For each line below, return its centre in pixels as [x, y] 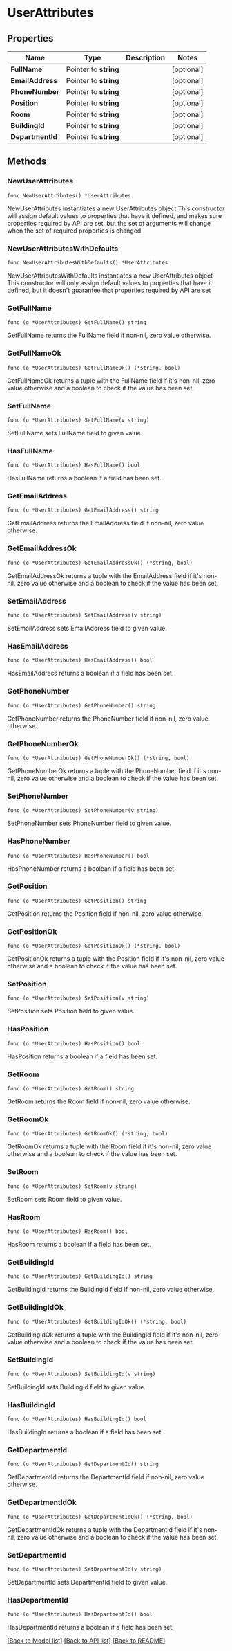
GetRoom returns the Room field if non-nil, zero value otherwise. [99, 1101]
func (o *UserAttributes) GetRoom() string [71, 1089]
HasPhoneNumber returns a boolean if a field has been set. [91, 868]
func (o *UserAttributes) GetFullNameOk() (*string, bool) [94, 368]
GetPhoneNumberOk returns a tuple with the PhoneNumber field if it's [107, 770]
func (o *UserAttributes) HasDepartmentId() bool [80, 1614]
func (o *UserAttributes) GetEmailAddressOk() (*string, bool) [100, 563]
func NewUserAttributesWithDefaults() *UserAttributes [88, 262]
